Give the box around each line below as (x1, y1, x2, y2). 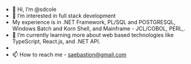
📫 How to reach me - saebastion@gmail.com (12, 51, 127, 58)
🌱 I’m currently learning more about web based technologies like (12, 31, 174, 39)
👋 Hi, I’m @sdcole (12, 6, 57, 13)
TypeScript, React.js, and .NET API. (12, 38, 100, 45)
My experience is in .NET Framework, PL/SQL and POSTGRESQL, (12, 19, 176, 25)
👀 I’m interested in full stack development (12, 12, 116, 19)
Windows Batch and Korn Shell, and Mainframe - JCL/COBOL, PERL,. (12, 25, 186, 32)
